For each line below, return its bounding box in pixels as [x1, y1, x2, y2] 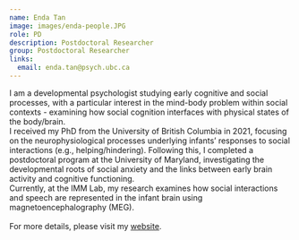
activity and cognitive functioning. [9, 173, 135, 184]
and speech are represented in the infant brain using [9, 192, 203, 202]
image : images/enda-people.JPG [9, 21, 126, 30]
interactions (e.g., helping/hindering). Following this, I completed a [9, 144, 253, 155]
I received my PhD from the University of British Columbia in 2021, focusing [9, 125, 287, 136]
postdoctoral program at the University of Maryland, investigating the [9, 154, 265, 165]
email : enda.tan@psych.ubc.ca [17, 64, 130, 73]
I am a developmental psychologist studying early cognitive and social [9, 87, 269, 99]
